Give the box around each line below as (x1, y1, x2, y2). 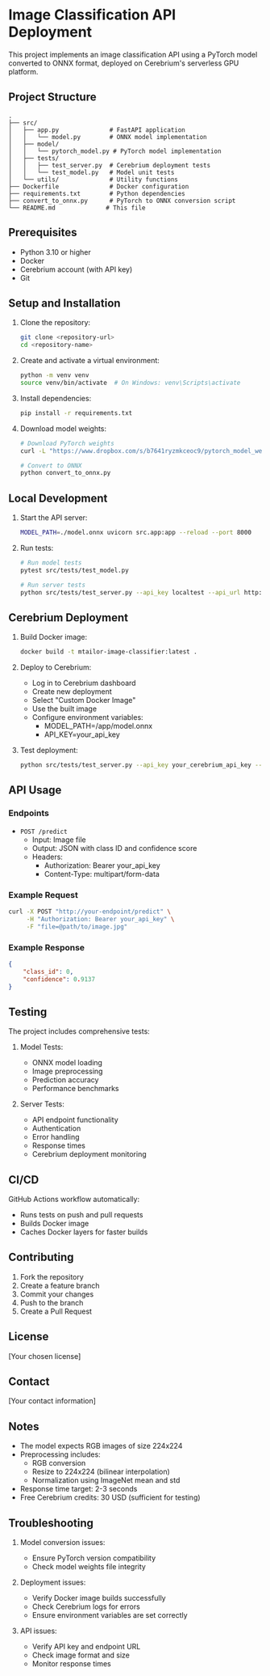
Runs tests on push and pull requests (19, 1210, 143, 1220)
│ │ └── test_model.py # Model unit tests (8, 168, 175, 176)
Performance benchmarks (31, 1084, 119, 1094)
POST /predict (19, 827, 68, 836)
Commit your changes (19, 1289, 94, 1299)
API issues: (19, 1626, 58, 1636)
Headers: (31, 852, 63, 861)
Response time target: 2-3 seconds (19, 1484, 138, 1494)
